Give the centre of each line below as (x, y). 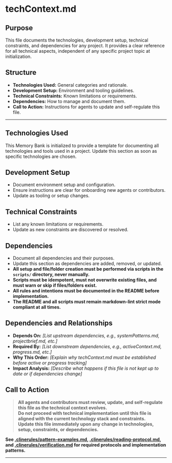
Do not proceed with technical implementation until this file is (84, 413)
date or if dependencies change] (47, 374)
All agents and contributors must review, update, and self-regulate (90, 402)
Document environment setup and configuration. (64, 185)
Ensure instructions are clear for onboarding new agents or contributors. (89, 190)
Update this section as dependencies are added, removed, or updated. (87, 264)
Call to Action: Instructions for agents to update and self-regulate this (86, 107)
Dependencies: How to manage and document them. (69, 101)
